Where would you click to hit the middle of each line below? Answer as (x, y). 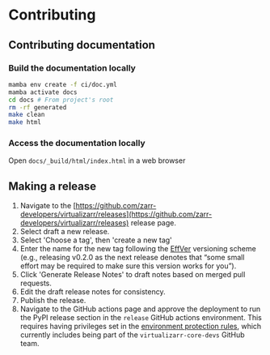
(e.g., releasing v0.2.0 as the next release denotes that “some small (132, 258)
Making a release (53, 186)
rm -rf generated (38, 107)
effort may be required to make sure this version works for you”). (128, 266)
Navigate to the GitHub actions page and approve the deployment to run (140, 309)
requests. (36, 283)
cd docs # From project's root (61, 100)
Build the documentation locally (72, 68)
